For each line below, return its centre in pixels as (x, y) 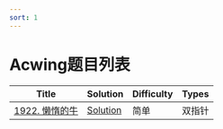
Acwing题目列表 (70, 64)
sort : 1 (24, 17)
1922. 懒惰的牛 (46, 110)
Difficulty (152, 93)
